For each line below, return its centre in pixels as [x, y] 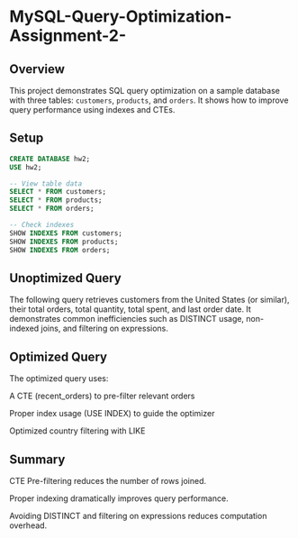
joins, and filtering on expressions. [105, 328]
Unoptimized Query [65, 278]
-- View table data [46, 183]
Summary [37, 459]
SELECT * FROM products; [56, 200]
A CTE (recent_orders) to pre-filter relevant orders [102, 396]
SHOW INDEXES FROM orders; [60, 250]
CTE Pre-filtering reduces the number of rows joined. [108, 481]
